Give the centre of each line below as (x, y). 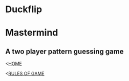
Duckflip (24, 9)
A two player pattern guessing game (64, 51)
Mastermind (32, 33)
